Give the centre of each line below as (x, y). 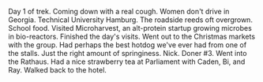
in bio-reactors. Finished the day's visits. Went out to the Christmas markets (131, 36)
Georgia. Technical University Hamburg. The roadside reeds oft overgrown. (130, 20)
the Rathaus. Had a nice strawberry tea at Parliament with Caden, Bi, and (127, 61)
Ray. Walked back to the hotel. (57, 70)
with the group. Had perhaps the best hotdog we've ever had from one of (128, 45)
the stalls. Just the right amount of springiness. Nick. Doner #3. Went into (128, 53)
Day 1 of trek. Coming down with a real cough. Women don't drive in (119, 11)
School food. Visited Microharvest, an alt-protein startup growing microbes (130, 28)
